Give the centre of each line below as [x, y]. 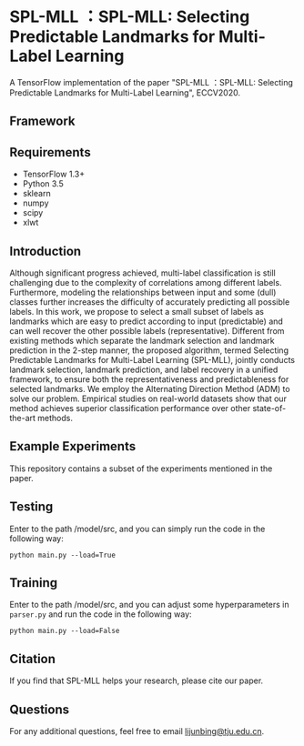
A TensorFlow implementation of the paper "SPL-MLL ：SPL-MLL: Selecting [152, 82]
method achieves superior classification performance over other [130, 408]
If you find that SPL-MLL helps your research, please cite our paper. [137, 680]
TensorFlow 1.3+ [53, 174]
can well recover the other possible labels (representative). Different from [147, 330]
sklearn [37, 194]
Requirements [50, 152]
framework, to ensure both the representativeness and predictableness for [149, 379]
